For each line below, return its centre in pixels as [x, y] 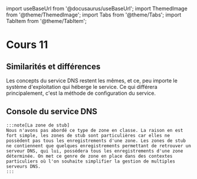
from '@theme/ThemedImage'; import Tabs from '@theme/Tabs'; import [94, 15]
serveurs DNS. [24, 166]
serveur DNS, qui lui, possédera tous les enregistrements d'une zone [95, 151]
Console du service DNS [52, 112]
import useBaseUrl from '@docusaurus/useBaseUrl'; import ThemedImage [97, 9]
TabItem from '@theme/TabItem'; [46, 21]
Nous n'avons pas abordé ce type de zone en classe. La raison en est [95, 130]
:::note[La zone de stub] [38, 125]
